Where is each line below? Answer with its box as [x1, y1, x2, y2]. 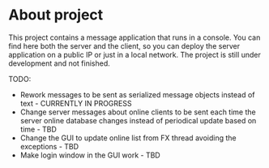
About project [8, 6, 104, 24]
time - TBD [19, 124, 57, 134]
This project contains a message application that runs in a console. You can [8, 32, 261, 42]
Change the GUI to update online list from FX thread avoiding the [19, 132, 237, 143]
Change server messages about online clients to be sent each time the [19, 107, 257, 117]
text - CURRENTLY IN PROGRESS [19, 98, 132, 108]
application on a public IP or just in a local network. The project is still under [8, 50, 262, 59]
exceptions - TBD [19, 141, 79, 151]
